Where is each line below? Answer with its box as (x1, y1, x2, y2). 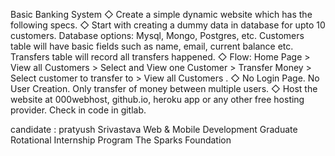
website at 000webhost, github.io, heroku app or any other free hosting (10, 94, 305, 105)
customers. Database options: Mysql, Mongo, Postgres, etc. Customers (10, 30, 305, 41)
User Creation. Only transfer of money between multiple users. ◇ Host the (10, 83, 318, 94)
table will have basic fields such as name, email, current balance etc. (10, 40, 294, 52)
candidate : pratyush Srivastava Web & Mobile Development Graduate (10, 124, 298, 135)
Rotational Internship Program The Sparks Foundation (10, 134, 232, 146)
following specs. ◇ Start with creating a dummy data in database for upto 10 (10, 19, 326, 31)
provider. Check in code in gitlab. (10, 104, 147, 116)
